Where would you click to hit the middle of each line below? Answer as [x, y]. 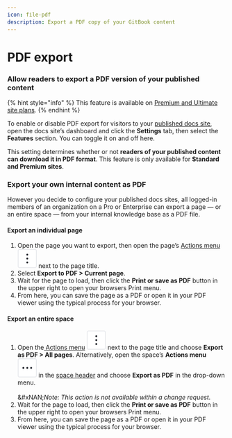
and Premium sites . [35, 166]
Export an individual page [45, 230]
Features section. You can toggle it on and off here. [81, 138]
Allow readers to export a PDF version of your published [103, 78]
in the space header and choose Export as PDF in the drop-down [132, 375]
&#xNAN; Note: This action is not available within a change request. [114, 397]
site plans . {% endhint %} [44, 110]
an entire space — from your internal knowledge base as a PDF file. [103, 214]
